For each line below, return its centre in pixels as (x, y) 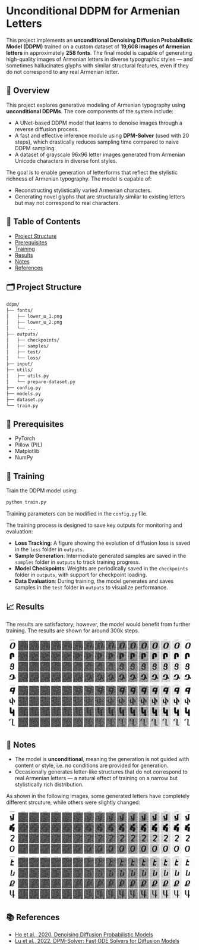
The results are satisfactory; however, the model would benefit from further (98, 624)
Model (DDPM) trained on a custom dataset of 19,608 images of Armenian (98, 46)
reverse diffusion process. (47, 129)
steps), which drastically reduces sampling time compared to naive (97, 142)
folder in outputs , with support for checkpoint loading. (81, 575)
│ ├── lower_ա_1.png (34, 316)
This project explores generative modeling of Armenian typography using (96, 105)
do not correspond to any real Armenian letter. (63, 72)
